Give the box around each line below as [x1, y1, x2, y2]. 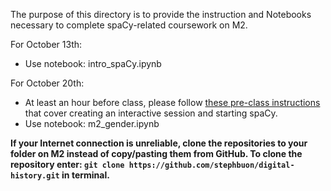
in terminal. [61, 169, 110, 181]
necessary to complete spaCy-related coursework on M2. [10, 19, 248, 31]
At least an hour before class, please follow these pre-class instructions [24, 97, 321, 108]
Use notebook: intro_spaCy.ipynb [24, 58, 162, 69]
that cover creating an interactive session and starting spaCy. [24, 107, 278, 119]
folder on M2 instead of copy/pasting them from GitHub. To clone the [10, 148, 303, 159]
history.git [10, 171, 60, 181]
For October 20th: [10, 77, 85, 89]
